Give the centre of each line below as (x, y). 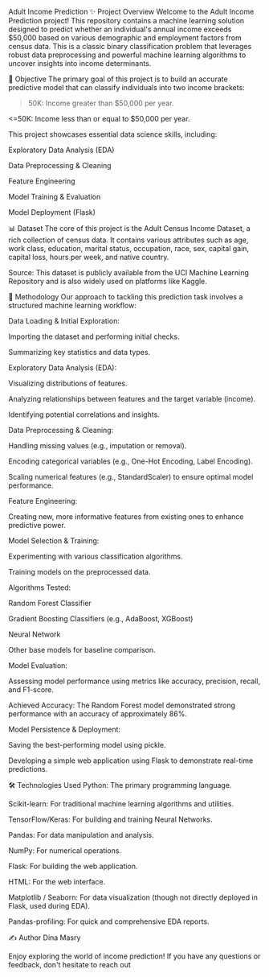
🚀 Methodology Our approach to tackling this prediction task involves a (126, 297)
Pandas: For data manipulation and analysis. (81, 835)
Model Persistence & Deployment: (65, 729)
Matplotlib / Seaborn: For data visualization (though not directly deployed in (133, 897)
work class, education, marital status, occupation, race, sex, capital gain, (129, 248)
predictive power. (37, 525)
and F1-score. (31, 690)
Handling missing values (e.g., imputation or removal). (98, 445)
